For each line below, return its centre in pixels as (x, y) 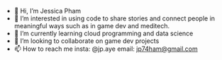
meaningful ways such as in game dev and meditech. (92, 26)
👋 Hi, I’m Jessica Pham (48, 11)
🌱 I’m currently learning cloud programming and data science (104, 33)
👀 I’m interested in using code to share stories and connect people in (114, 18)
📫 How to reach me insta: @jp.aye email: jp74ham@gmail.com (106, 49)
